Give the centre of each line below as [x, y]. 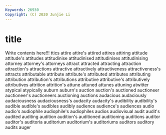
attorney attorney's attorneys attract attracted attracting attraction [73, 63]
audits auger [18, 127]
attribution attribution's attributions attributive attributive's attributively [77, 79]
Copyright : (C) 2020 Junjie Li [38, 14]
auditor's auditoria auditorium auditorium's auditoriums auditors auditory [80, 122]
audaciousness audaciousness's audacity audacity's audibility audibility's [81, 101]
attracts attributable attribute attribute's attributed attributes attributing [78, 74]
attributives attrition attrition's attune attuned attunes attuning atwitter [77, 85]
